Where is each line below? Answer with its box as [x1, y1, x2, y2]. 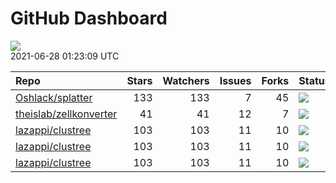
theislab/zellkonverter [15, 107, 118, 121]
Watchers [162, 73, 210, 87]
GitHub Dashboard [10, 7, 168, 30]
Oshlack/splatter [15, 90, 93, 104]
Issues [219, 73, 252, 87]
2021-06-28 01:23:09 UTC [10, 50, 120, 62]
